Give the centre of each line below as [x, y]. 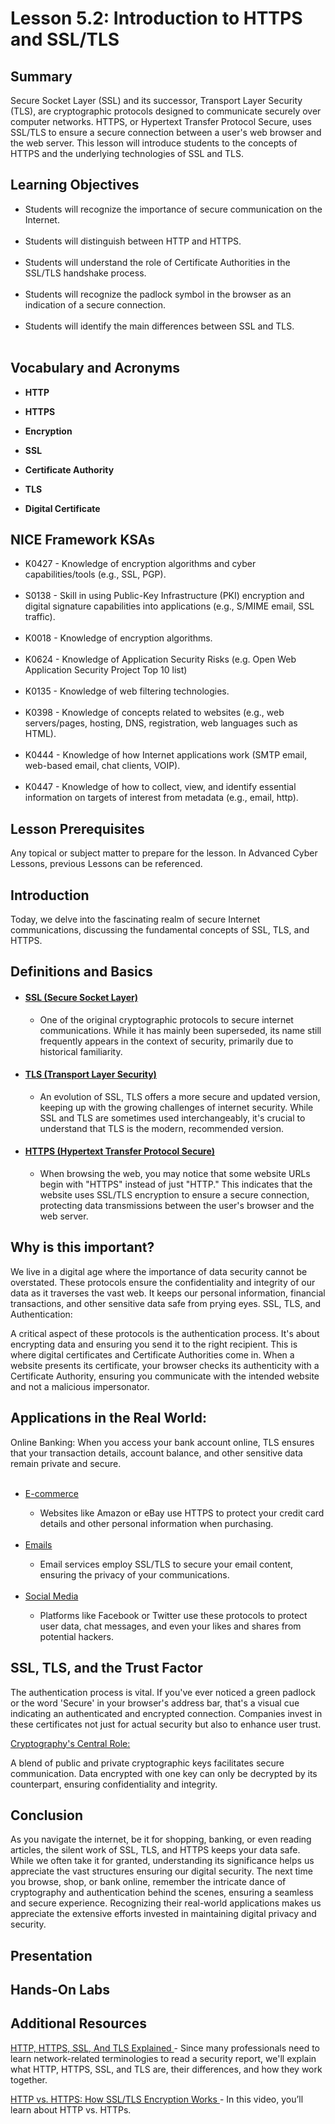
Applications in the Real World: [108, 1418]
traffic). [40, 617]
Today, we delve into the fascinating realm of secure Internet [135, 919]
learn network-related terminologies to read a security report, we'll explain [163, 2058]
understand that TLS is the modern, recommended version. [162, 1128]
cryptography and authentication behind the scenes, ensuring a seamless [162, 1893]
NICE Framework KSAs [82, 540]
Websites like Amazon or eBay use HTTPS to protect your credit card [182, 1513]
